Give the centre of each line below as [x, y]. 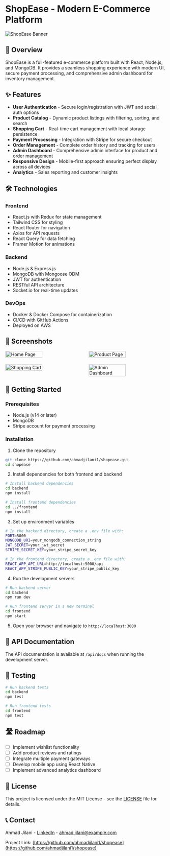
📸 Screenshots [29, 341]
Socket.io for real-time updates [45, 290]
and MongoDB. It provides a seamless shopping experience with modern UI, [85, 67]
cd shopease [18, 465]
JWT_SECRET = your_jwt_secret [35, 545]
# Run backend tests [27, 687]
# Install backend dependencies [39, 484]
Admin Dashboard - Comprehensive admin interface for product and [85, 150]
